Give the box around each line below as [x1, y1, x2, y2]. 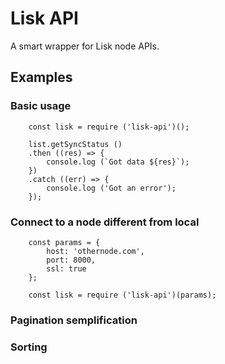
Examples [10, 69, 73, 86]
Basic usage [10, 99, 72, 113]
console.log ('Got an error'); [46, 183, 177, 193]
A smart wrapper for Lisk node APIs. [10, 40, 160, 52]
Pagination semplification [10, 313, 138, 327]
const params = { [28, 237, 101, 247]
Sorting [10, 340, 48, 354]
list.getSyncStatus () [28, 139, 123, 149]
